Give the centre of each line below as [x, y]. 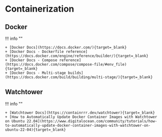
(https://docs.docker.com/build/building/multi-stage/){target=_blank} [79, 77]
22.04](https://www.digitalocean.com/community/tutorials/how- [92, 121]
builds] [75, 73]
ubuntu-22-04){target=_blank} [36, 130]
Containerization [40, 9]
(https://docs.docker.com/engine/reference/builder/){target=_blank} [77, 56]
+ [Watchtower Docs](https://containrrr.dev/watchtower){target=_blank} [80, 113]
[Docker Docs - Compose [33, 60]
